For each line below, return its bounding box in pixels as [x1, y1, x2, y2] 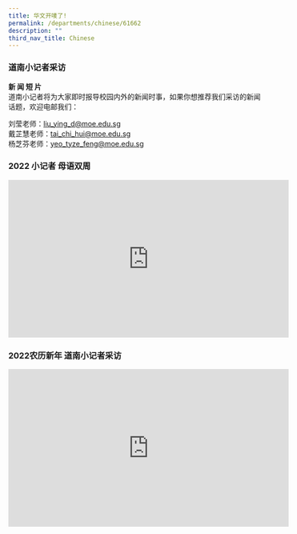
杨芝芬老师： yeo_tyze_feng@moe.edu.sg [8, 139, 144, 148]
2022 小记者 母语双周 [8, 161, 91, 172]
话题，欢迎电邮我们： [8, 102, 78, 111]
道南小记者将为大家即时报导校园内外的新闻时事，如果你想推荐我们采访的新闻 [8, 91, 261, 101]
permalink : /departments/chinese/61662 [8, 19, 142, 27]
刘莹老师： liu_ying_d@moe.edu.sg [8, 118, 122, 128]
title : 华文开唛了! [8, 11, 67, 20]
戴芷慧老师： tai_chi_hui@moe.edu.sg [8, 129, 131, 139]
